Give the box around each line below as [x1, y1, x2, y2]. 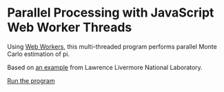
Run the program [7, 76, 55, 84]
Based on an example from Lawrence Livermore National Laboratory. [7, 63, 203, 71]
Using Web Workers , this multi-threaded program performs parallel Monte [7, 42, 217, 50]
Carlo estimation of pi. [7, 50, 70, 58]
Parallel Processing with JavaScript [7, 5, 214, 21]
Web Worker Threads [7, 19, 132, 35]
